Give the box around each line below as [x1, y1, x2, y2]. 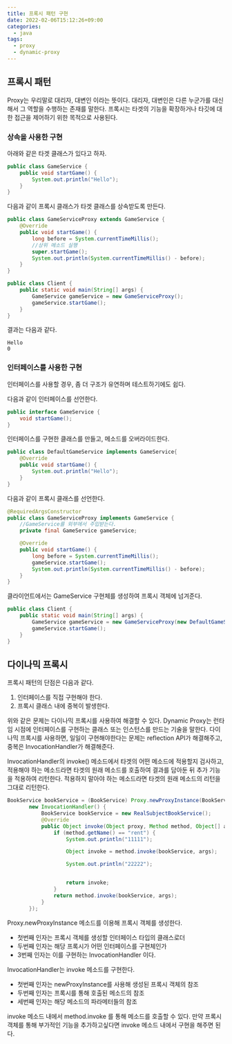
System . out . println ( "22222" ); [66, 860, 153, 868]
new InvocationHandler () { [28, 804, 107, 811]
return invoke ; [66, 879, 110, 887]
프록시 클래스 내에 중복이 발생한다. [17, 702, 110, 710]
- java [13, 29, 32, 37]
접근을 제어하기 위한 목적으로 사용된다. [14, 113, 118, 121]
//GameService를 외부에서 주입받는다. [19, 521, 117, 528]
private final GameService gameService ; [19, 527, 137, 534]
